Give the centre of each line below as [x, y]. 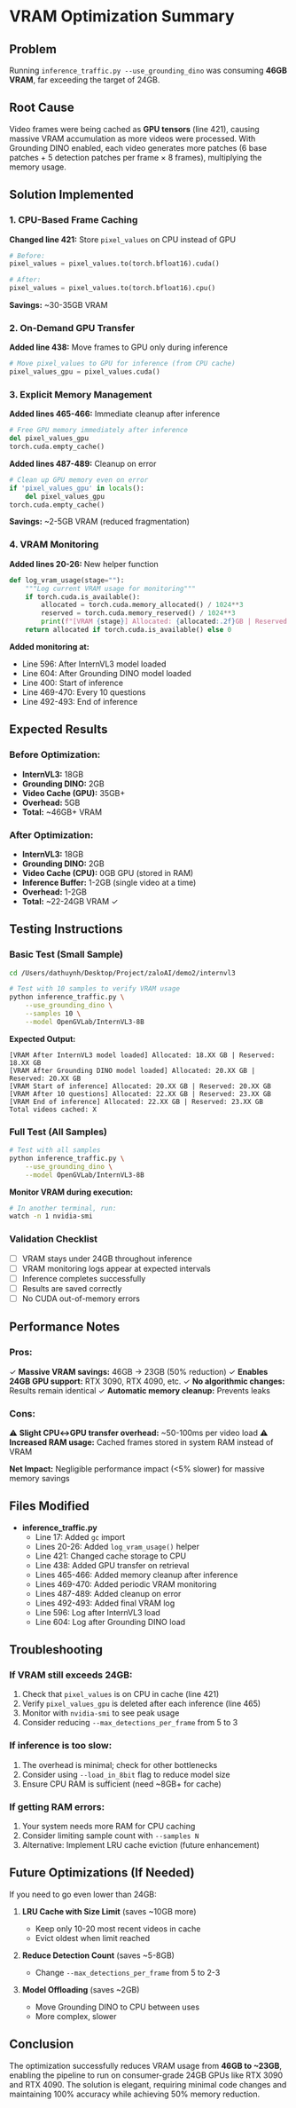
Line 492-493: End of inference [80, 701]
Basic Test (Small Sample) [66, 954]
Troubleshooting [56, 1650]
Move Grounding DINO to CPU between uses [117, 2007]
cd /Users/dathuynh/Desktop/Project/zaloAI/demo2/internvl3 [123, 973]
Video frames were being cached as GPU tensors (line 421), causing [134, 129]
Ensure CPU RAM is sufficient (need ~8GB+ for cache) [121, 1784]
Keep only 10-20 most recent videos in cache [118, 1929]
